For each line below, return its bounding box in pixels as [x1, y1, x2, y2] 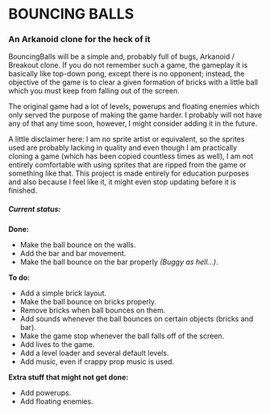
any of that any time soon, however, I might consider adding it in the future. [8, 118, 258, 129]
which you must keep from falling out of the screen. [8, 86, 180, 96]
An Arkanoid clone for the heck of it [8, 34, 151, 45]
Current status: [8, 205, 61, 214]
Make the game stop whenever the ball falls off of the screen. [19, 331, 225, 341]
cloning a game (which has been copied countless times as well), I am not [8, 151, 254, 161]
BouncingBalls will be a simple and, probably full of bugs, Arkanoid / [8, 52, 235, 61]
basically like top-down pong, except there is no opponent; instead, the [8, 69, 245, 79]
